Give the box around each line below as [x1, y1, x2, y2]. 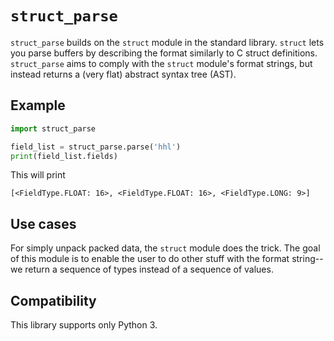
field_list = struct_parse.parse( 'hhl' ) [10, 142, 182, 152]
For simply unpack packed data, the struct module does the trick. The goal [10, 242, 321, 254]
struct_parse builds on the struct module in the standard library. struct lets [10, 36, 325, 48]
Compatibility [10, 292, 97, 309]
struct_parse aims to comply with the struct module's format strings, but [10, 57, 313, 69]
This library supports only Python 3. [10, 319, 158, 331]
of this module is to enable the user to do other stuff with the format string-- [10, 253, 324, 265]
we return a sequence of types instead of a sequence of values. [10, 263, 274, 276]
